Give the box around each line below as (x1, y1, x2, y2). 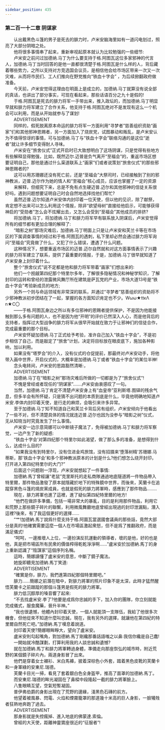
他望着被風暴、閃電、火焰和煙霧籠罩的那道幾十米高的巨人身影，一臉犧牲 (13, 695, 160, 700)
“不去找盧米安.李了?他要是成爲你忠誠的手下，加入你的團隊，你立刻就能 (13, 596, 157, 602)
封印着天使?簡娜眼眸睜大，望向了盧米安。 (13, 627, 98, 633)
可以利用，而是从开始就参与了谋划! (9, 110, 80, 116)
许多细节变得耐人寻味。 (20, 141, 68, 147)
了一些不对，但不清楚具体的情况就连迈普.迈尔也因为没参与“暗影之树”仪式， (5, 412, 157, 417)
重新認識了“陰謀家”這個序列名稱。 (9, 547, 78, 553)
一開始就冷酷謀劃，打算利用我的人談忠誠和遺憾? (13, 639, 111, 645)
